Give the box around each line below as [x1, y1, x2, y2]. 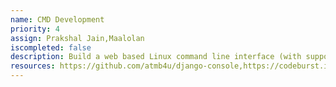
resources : [10, 61, 56, 71]
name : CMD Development [10, 14, 105, 25]
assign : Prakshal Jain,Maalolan [10, 33, 145, 43]
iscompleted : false [10, 42, 92, 53]
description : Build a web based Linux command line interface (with [10, 52, 302, 62]
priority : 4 [10, 24, 60, 34]
